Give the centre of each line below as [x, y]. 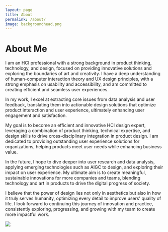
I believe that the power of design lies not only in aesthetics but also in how [83, 193]
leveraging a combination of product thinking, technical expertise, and [78, 131]
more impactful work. [27, 214]
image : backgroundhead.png [33, 24]
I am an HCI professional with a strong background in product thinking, [78, 63]
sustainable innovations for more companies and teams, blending [73, 178]
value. [12, 152]
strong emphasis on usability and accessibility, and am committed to [76, 84]
